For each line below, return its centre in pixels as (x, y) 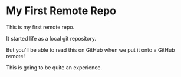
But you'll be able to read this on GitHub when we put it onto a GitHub (90, 50)
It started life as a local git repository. (51, 38)
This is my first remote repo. (40, 27)
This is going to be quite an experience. (54, 67)
